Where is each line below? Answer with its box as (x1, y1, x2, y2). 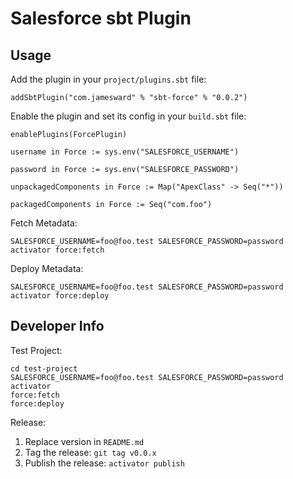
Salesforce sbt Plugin (10, 7, 192, 30)
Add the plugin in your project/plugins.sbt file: (10, 73, 207, 85)
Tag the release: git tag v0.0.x (24, 446, 157, 458)
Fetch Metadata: (10, 217, 78, 229)
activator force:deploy (10, 291, 110, 301)
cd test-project (10, 363, 78, 374)
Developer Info (10, 318, 105, 335)
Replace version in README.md (24, 435, 145, 447)
